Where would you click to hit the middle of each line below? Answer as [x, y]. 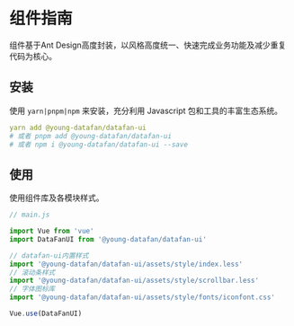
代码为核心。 [33, 56]
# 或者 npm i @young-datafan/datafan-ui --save [99, 145]
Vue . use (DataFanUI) [46, 314]
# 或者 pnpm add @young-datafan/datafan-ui [91, 136]
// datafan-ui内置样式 [49, 256]
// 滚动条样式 [32, 272]
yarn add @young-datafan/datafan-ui [78, 128]
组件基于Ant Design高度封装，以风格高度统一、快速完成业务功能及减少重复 [148, 45]
